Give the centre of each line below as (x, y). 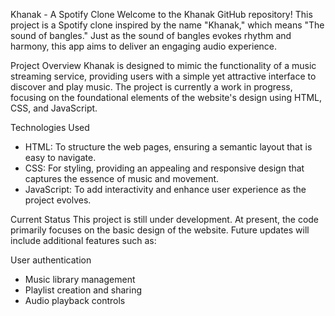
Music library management (80, 279)
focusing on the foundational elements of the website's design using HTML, (166, 97)
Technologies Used (50, 127)
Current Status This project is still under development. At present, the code (165, 219)
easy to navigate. (60, 157)
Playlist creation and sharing (83, 290)
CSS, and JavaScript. (54, 108)
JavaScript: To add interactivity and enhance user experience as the (165, 189)
